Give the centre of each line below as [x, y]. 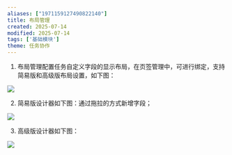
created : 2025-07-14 [37, 26]
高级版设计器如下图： [48, 131]
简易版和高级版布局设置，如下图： [66, 75]
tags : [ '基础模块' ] [33, 40]
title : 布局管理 [29, 20]
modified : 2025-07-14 [39, 33]
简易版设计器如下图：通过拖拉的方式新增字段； [84, 103]
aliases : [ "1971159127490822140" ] [57, 14]
